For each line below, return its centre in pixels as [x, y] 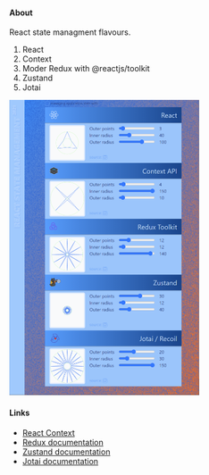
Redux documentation [63, 442]
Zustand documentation [66, 452]
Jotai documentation [60, 461]
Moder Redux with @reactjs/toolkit [86, 69]
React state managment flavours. [70, 32]
